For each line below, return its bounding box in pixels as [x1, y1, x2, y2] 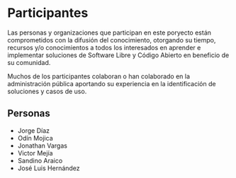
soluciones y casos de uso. [7, 87, 87, 95]
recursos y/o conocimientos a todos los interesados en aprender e [7, 43, 201, 52]
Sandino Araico [17, 156, 63, 165]
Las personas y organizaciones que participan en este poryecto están [7, 28, 211, 37]
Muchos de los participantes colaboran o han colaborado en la [7, 72, 190, 81]
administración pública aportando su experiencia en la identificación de [7, 79, 216, 88]
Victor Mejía [17, 148, 53, 157]
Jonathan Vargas [17, 141, 67, 150]
